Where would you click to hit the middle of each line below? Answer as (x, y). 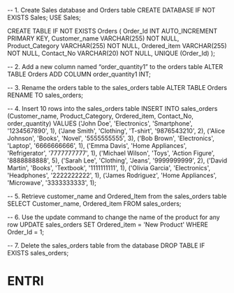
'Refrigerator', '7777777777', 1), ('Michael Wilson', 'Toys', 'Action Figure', (111, 153)
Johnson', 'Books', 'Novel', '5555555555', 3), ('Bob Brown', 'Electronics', (111, 138)
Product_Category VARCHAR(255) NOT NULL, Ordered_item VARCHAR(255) (117, 46)
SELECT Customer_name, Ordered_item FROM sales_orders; (94, 204)
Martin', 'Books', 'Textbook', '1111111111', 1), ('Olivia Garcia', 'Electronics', (109, 168)
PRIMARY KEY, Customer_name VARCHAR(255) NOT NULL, (93, 38)
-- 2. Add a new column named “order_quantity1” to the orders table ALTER (115, 67)
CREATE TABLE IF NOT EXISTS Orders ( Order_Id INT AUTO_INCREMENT (112, 31)
